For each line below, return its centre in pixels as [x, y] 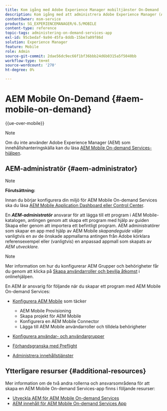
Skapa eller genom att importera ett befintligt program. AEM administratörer [83, 225]
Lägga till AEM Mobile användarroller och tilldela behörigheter [83, 326]
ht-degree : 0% [20, 70]
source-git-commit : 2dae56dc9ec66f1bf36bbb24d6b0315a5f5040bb [71, 56]
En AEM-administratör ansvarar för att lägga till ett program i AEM [74, 215]
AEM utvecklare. [22, 246]
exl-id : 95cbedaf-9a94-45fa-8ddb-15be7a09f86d [54, 38]
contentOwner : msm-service [33, 19]
